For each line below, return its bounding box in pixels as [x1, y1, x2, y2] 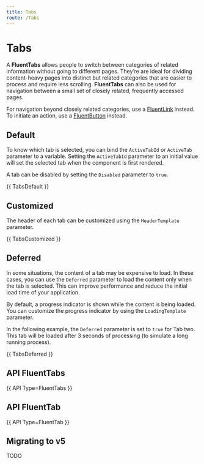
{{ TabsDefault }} [6, 183, 49, 190]
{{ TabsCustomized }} [6, 235, 61, 242]
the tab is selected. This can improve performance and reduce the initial [6, 282, 188, 290]
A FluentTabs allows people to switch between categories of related [6, 61, 178, 69]
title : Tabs [6, 9, 37, 15]
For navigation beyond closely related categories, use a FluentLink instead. [6, 105, 195, 113]
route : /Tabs [6, 15, 40, 21]
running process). [6, 338, 51, 346]
